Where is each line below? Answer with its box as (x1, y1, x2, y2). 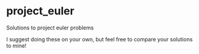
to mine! (6, 42, 27, 49)
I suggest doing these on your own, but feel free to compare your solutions (6, 35, 193, 43)
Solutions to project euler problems (6, 24, 94, 31)
